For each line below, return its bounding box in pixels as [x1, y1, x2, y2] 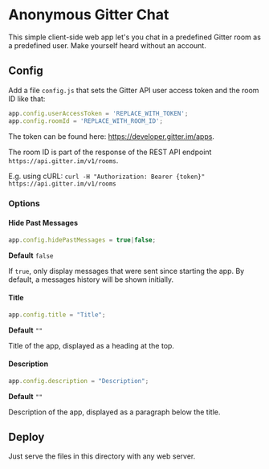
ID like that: [8, 94, 46, 104]
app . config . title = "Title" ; [8, 311, 106, 319]
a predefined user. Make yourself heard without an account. [8, 40, 206, 50]
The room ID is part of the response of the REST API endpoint [8, 147, 212, 157]
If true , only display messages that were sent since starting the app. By [8, 266, 245, 275]
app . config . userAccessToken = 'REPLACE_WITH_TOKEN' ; [8, 109, 189, 117]
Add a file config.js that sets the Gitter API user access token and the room [8, 85, 259, 95]
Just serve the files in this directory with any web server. [8, 451, 196, 461]
